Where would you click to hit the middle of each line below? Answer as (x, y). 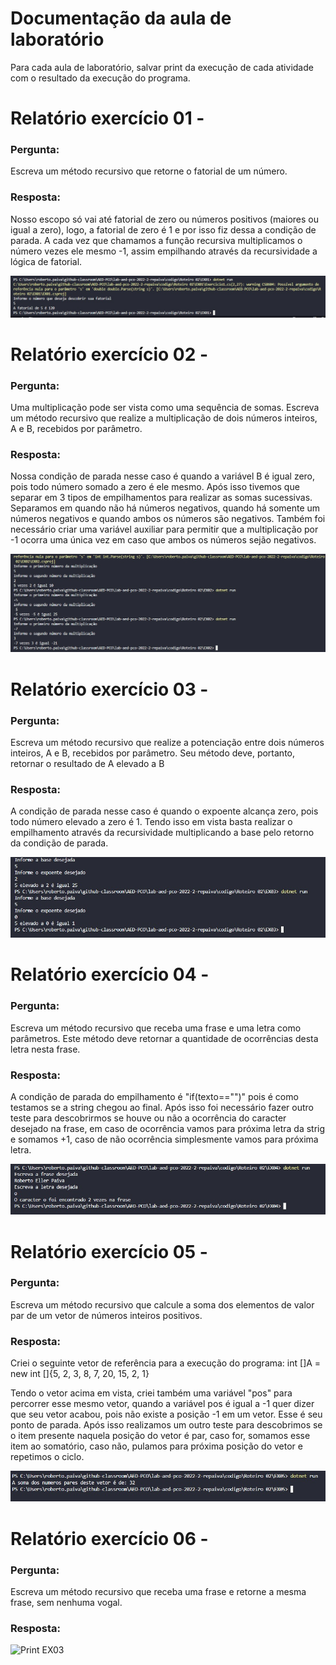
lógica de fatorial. (46, 261)
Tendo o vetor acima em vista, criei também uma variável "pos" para (151, 1393)
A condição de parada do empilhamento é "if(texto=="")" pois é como (154, 1096)
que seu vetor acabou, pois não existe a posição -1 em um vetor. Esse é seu (166, 1414)
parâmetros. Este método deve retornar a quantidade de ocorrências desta (164, 1038)
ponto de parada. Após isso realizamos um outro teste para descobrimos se (166, 1425)
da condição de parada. (59, 843)
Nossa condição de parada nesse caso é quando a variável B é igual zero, (163, 476)
